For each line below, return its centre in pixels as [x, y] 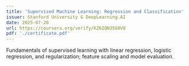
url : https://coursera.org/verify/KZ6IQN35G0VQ [66, 28]
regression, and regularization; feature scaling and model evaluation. [90, 57]
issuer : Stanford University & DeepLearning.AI [66, 17]
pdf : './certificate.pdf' [38, 34]
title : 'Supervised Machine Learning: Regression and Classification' [95, 11]
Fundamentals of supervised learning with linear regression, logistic [89, 50]
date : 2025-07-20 [28, 22]
